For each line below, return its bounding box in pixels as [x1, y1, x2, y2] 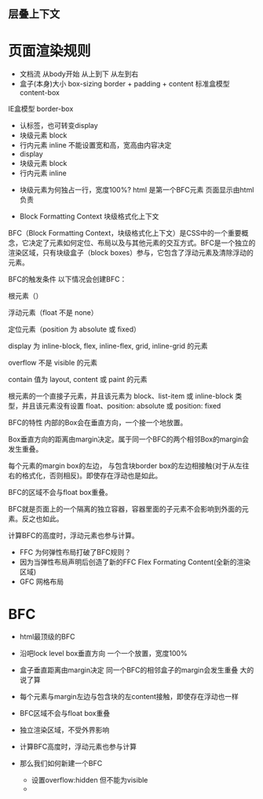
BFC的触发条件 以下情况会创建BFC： [8, 274, 127, 284]
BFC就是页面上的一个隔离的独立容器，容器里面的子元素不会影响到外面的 [8, 504, 242, 514]
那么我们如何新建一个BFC [19, 759, 103, 768]
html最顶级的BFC [19, 632, 75, 642]
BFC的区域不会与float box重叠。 [8, 488, 112, 497]
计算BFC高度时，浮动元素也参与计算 [19, 742, 137, 752]
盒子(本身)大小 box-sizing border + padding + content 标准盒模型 [19, 79, 230, 89]
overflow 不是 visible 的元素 [8, 358, 98, 368]
